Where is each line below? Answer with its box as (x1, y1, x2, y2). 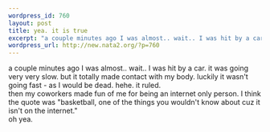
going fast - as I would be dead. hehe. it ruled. (8, 81, 162, 90)
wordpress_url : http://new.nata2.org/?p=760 (8, 42, 160, 50)
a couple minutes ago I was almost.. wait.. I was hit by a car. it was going (8, 63, 249, 73)
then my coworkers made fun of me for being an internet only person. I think (8, 89, 261, 98)
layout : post (8, 19, 52, 27)
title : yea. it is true (8, 26, 88, 34)
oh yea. (8, 114, 34, 124)
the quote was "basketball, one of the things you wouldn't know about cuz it (8, 98, 261, 107)
